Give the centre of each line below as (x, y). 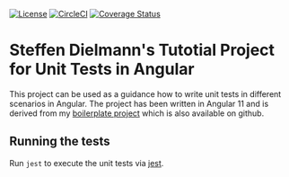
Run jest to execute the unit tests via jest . (87, 163)
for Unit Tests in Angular (102, 70)
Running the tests (60, 142)
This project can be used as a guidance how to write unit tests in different (145, 93)
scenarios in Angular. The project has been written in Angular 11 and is (139, 103)
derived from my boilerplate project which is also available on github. (137, 113)
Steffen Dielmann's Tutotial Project (142, 50)
